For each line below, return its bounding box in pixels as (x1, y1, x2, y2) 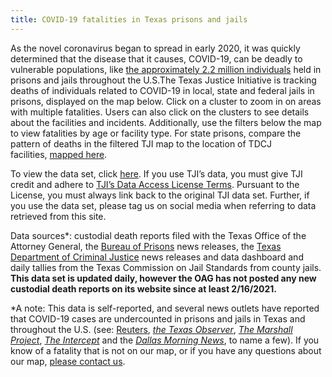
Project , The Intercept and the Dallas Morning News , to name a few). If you (10, 334, 320, 346)
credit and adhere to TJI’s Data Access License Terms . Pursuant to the (10, 178, 300, 190)
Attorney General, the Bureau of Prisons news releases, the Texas (10, 240, 282, 252)
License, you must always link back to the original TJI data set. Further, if (10, 189, 310, 201)
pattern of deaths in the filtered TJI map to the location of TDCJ (10, 137, 272, 150)
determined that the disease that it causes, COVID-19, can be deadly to (10, 52, 303, 65)
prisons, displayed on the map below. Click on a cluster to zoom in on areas (10, 95, 322, 107)
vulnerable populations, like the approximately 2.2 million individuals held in (10, 63, 322, 75)
